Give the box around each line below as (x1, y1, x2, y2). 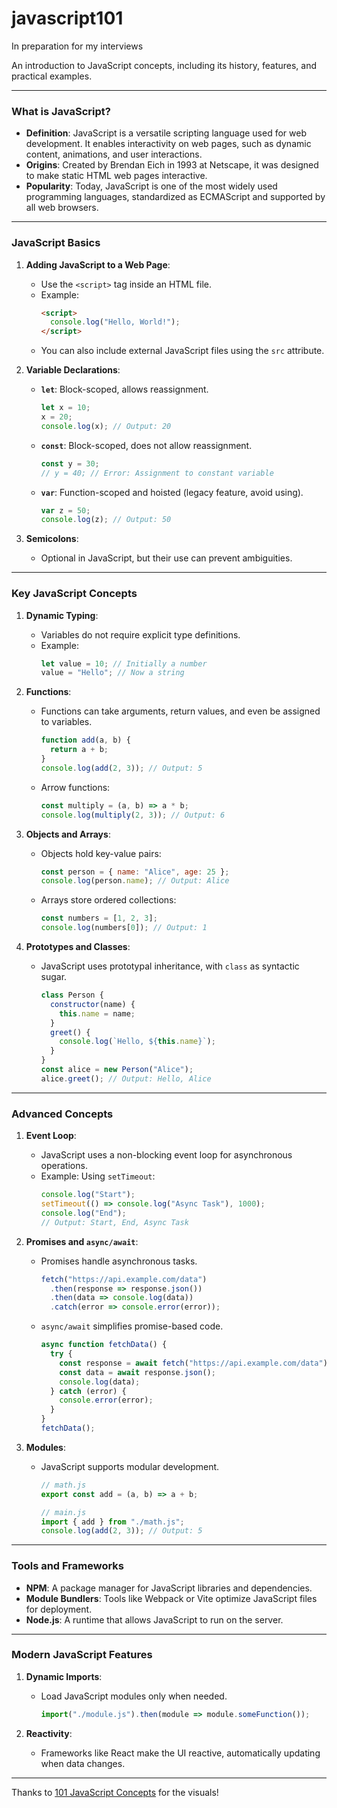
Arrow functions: (40, 781, 111, 793)
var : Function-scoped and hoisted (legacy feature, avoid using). (40, 486, 304, 498)
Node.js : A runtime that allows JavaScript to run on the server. (25, 1613, 284, 1626)
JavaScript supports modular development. (40, 1460, 220, 1472)
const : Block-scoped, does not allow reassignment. (40, 439, 253, 451)
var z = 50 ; (40, 505, 91, 516)
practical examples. (11, 70, 93, 82)
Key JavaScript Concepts (11, 587, 138, 601)
